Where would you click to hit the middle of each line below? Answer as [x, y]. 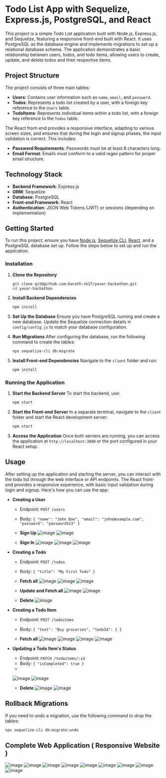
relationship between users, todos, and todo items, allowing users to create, [83, 54]
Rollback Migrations [37, 704]
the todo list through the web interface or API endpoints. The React [74, 479]
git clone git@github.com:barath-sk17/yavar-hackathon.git [75, 284]
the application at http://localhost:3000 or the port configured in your [85, 441]
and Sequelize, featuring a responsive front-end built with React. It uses [79, 39]
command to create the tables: [44, 342]
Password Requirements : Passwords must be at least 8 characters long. [86, 148]
